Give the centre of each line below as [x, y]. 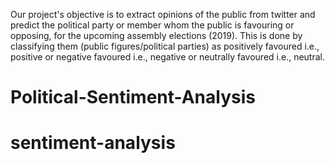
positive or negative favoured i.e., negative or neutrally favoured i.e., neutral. [168, 57]
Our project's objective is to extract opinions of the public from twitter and [163, 14]
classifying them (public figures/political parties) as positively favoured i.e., [165, 46]
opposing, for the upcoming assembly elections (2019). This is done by [156, 35]
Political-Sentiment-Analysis [133, 97]
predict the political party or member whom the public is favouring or [152, 25]
